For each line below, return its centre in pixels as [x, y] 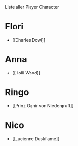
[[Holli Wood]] [26, 73]
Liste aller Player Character [32, 7]
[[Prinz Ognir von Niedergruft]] [43, 105]
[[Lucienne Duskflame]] [36, 139]
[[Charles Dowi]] [29, 40]
